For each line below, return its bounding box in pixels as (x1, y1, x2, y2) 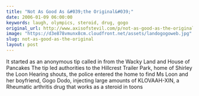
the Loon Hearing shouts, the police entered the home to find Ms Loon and (6, 71, 188, 78)
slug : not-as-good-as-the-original (6, 36, 94, 42)
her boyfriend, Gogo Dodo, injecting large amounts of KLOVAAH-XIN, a (6, 76, 179, 84)
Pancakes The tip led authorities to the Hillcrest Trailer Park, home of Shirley (6, 64, 192, 71)
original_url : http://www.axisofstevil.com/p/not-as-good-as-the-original (6, 25, 195, 31)
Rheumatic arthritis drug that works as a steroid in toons (6, 83, 143, 90)
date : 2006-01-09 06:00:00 (6, 14, 73, 20)
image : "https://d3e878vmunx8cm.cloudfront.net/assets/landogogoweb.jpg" (6, 31, 192, 37)
